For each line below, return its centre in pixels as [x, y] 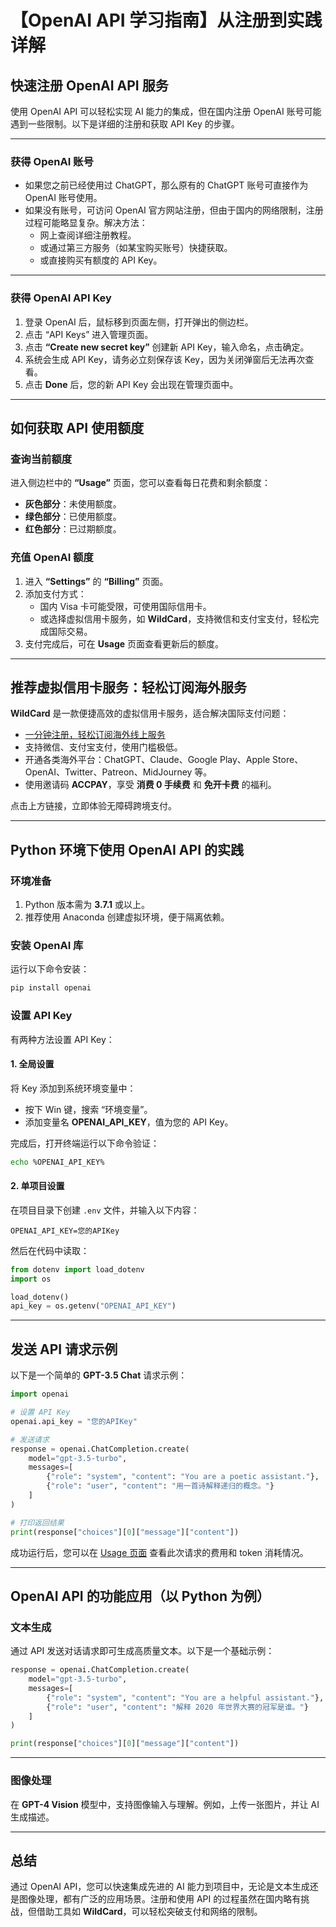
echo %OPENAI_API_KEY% [57, 1162]
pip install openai [51, 988]
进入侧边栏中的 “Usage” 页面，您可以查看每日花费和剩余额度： [140, 483]
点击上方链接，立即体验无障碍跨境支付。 [93, 806]
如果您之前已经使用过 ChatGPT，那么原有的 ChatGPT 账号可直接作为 [166, 185]
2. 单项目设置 [37, 1186]
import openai [40, 1394]
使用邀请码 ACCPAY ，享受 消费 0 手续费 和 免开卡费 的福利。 [150, 785]
